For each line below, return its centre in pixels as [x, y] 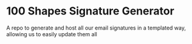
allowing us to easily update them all [52, 34]
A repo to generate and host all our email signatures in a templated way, [96, 28]
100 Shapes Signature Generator [90, 11]
